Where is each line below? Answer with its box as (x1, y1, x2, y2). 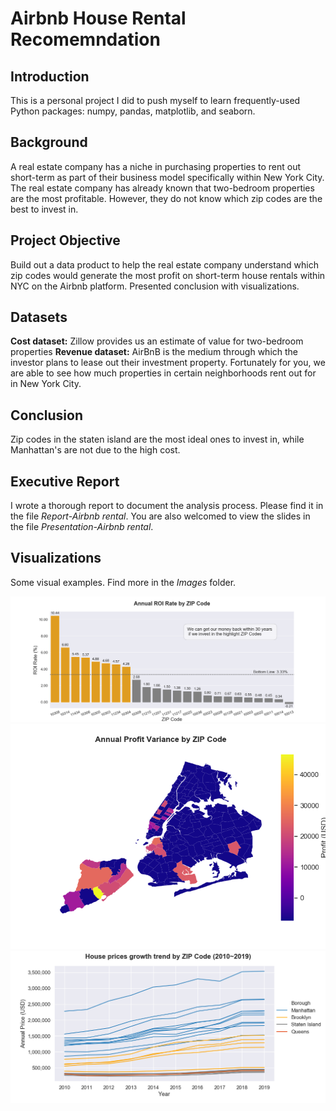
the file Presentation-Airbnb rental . (10, 521, 154, 533)
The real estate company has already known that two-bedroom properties (10, 182, 315, 194)
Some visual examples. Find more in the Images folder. (10, 576, 237, 588)
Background (10, 134, 88, 151)
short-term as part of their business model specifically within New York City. (10, 171, 325, 183)
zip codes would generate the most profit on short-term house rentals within (10, 269, 326, 281)
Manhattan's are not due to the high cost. (10, 444, 181, 456)
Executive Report (10, 473, 120, 490)
